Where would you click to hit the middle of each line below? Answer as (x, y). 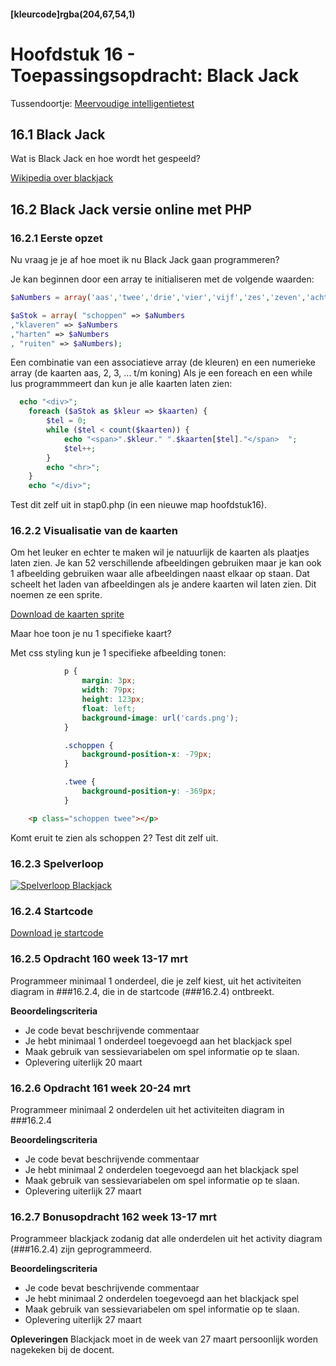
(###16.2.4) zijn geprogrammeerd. (81, 1249)
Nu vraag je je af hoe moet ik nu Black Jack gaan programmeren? (145, 260)
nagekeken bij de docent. (62, 1350)
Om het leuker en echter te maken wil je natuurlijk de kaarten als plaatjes (160, 552)
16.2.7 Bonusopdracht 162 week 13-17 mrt (114, 1217)
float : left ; (109, 708)
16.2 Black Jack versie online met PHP (131, 209)
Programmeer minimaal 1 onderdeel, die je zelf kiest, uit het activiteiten (156, 981)
